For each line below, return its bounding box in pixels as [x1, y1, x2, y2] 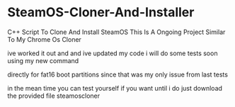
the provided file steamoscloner [7, 91, 101, 100]
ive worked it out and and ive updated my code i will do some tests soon [7, 49, 218, 57]
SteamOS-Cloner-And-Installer [7, 4, 195, 21]
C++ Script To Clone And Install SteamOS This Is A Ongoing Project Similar [7, 28, 226, 36]
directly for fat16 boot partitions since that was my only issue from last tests [7, 70, 229, 79]
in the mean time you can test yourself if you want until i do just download [7, 84, 223, 92]
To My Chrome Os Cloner [7, 35, 81, 43]
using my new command [7, 56, 79, 64]
